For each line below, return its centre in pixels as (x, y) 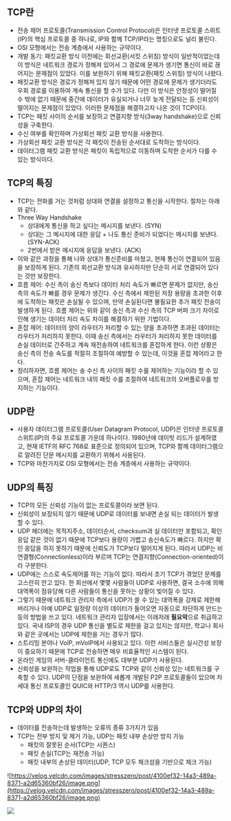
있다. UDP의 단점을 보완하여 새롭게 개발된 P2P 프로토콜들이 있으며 (126, 677)
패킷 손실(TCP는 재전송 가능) (66, 754)
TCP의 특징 (30, 183)
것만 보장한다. (43, 276)
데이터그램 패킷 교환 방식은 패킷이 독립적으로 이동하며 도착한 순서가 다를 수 (117, 151)
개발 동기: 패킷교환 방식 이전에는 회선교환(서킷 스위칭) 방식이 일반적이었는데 (118, 56)
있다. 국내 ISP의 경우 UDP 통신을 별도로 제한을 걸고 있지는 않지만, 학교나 (114, 626)
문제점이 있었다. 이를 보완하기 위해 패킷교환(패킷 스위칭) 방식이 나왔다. (129, 73)
